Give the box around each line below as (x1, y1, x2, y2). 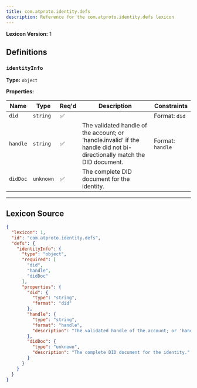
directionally (81, 151, 116, 159)
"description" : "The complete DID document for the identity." (32, 350, 191, 356)
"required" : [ (21, 257, 57, 263)
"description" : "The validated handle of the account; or (32, 328, 177, 333)
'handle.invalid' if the (81, 136, 140, 144)
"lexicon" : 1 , (11, 230, 46, 235)
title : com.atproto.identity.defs (6, 8, 91, 15)
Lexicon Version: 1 (6, 30, 52, 37)
